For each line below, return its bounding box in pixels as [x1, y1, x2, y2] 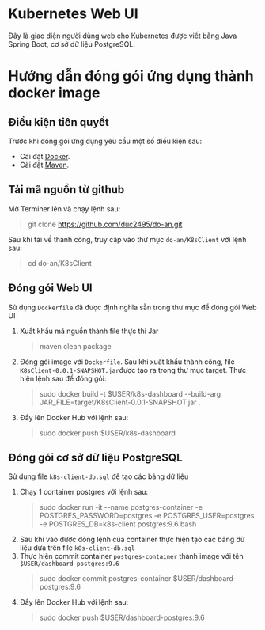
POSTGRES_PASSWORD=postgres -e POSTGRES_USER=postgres [39, 511, 255, 521]
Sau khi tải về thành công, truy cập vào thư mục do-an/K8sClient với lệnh [8, 234, 247, 244]
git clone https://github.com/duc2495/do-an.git [27, 219, 183, 229]
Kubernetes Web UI [8, 5, 138, 23]
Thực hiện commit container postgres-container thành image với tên [19, 552, 244, 561]
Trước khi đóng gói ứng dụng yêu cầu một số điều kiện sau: [8, 136, 203, 146]
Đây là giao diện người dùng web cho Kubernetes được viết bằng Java [8, 31, 237, 40]
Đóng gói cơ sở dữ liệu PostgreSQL [8, 450, 184, 464]
